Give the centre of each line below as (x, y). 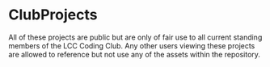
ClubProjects (53, 15)
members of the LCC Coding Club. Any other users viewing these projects (132, 45)
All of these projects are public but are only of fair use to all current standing (135, 37)
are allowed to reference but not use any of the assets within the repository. (135, 54)
